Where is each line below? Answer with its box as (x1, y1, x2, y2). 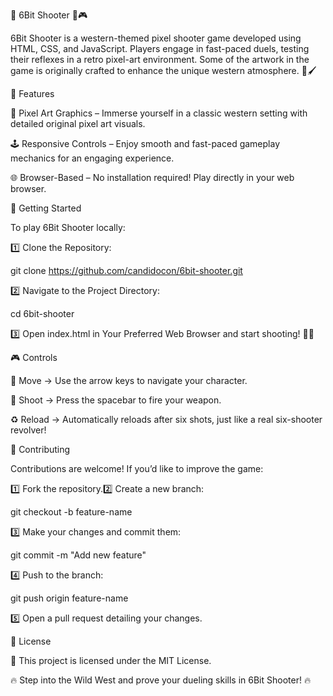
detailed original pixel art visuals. (10, 118, 146, 129)
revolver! (10, 424, 47, 436)
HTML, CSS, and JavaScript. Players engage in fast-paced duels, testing (10, 43, 310, 54)
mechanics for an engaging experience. (10, 152, 175, 164)
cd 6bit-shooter (10, 308, 75, 319)
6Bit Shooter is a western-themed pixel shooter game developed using (10, 32, 302, 44)
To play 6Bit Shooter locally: (10, 222, 126, 233)
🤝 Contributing (10, 444, 71, 455)
